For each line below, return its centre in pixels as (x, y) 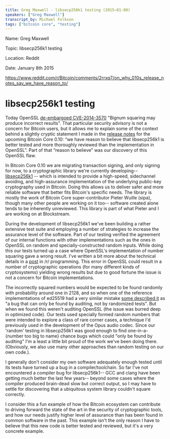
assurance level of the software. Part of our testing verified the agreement (83, 234)
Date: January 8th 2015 (30, 68)
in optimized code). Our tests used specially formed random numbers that (82, 315)
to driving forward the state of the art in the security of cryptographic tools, (84, 410)
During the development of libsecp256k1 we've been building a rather (78, 224)
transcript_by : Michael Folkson (39, 19)
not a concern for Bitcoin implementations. (50, 278)
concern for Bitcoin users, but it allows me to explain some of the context (82, 129)
